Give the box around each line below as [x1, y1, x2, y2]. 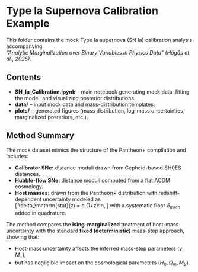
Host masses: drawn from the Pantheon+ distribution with [14, 189, 158, 196]
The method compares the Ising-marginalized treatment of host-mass [6, 221, 179, 228]
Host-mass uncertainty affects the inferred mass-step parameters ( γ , [14, 245, 184, 252]
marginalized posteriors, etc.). [14, 113, 88, 120]
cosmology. [14, 183, 43, 190]
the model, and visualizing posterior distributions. [14, 94, 136, 101]
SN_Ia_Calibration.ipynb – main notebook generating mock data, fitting [14, 88, 190, 95]
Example [6, 17, 50, 30]
